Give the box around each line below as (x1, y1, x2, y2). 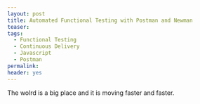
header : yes (7, 69, 42, 76)
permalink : (7, 63, 39, 70)
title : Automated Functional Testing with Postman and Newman (7, 17, 193, 24)
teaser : (7, 23, 30, 30)
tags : (7, 30, 23, 37)
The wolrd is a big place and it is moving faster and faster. (7, 89, 175, 97)
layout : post (7, 10, 46, 18)
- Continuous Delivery (13, 43, 80, 50)
